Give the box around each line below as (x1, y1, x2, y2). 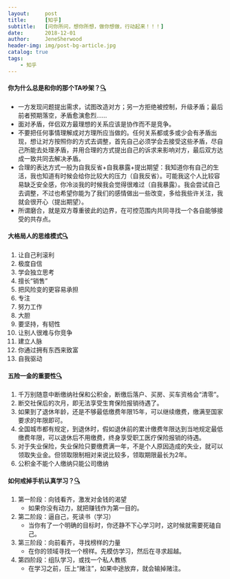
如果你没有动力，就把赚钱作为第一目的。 (28, 504, 143, 512)
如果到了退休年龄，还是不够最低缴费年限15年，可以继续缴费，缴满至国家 (17, 408, 223, 416)
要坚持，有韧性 (17, 320, 61, 328)
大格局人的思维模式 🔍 (8, 232, 68, 240)
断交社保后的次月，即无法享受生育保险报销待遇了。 (17, 399, 163, 408)
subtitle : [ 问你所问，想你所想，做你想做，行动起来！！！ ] (8, 23, 164, 30)
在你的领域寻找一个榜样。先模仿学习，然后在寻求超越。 (28, 547, 185, 556)
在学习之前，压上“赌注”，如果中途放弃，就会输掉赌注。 (28, 564, 185, 573)
